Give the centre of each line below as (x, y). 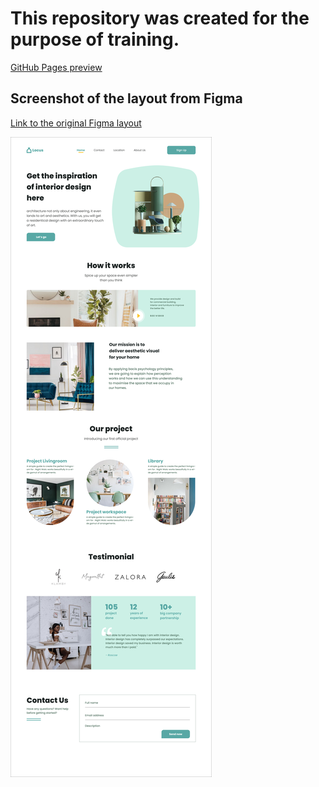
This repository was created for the (160, 18)
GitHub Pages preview (56, 67)
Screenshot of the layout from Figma (126, 98)
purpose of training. (95, 39)
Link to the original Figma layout (76, 123)
